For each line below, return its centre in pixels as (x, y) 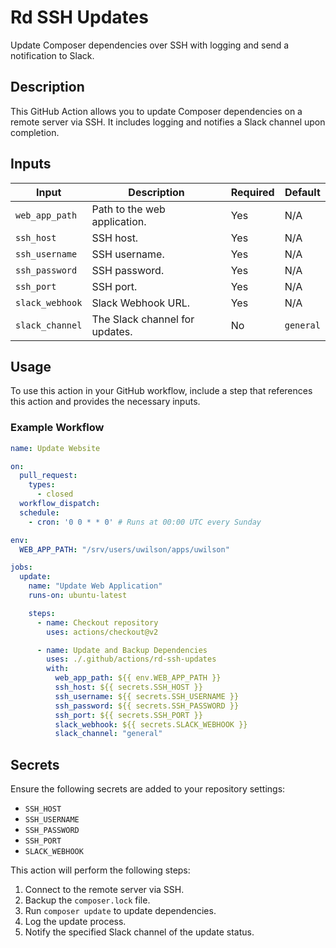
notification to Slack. (52, 55)
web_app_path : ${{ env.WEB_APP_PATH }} (138, 678)
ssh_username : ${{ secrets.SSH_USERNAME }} (147, 696)
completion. (35, 132)
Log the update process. (75, 922)
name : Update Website (55, 448)
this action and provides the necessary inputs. (105, 402)
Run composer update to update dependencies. (120, 911)
